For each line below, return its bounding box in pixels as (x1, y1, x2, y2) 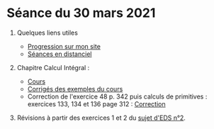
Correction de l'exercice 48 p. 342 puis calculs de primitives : (27, 92, 208, 101)
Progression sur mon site (27, 42, 101, 50)
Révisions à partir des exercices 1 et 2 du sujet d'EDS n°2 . (16, 113, 186, 122)
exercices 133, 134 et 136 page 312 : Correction (27, 99, 166, 108)
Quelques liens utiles (16, 28, 79, 37)
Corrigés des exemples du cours (27, 84, 123, 93)
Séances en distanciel (27, 50, 92, 58)
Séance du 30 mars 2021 (6, 5, 156, 21)
